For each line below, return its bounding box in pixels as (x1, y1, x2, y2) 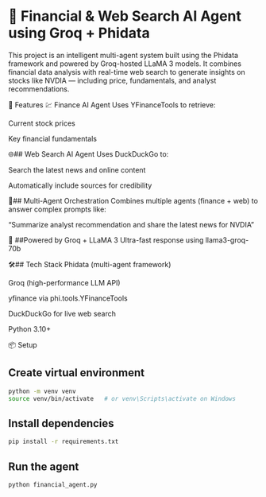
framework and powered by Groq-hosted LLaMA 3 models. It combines (8, 59, 242, 68)
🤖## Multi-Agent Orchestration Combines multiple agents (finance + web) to (8, 196, 258, 205)
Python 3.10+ (8, 324, 52, 333)
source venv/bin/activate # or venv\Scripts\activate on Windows (8, 394, 237, 402)
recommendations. (8, 83, 70, 94)
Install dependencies (8, 417, 114, 430)
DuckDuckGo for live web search (8, 309, 117, 318)
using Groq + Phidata (8, 24, 150, 42)
